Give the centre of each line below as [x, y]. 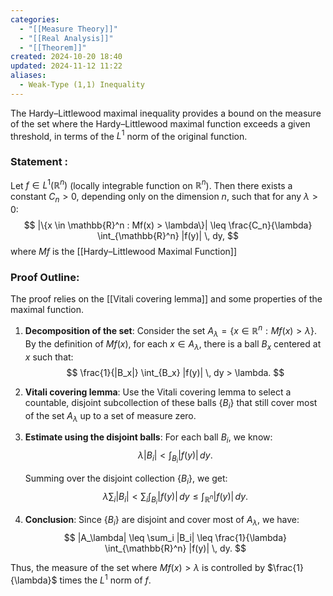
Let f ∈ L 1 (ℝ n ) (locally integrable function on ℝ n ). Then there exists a [151, 184]
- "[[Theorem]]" [53, 47]
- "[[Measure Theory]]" [68, 29]
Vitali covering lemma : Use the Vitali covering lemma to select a [158, 392]
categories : [35, 19]
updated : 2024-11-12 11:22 [66, 66]
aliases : [28, 76]
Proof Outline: [45, 278]
